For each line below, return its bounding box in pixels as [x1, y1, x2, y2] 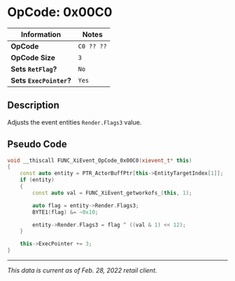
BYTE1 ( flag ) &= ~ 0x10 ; [32, 208, 99, 216]
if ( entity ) [20, 177, 55, 184]
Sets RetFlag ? [10, 64, 57, 74]
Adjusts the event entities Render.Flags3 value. [7, 118, 142, 126]
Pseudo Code [7, 138, 68, 151]
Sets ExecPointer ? [10, 75, 71, 85]
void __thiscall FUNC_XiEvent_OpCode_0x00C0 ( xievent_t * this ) [7, 157, 192, 164]
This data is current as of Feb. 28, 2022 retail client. [7, 266, 157, 275]
